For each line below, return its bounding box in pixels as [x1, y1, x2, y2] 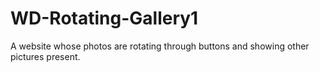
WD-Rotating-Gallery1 [10, 7, 199, 30]
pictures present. [10, 50, 81, 62]
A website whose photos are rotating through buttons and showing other [10, 40, 310, 52]
